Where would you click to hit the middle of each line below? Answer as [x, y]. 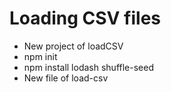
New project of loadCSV [73, 46]
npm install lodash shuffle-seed [88, 67]
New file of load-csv [66, 78]
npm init [40, 56]
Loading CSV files [85, 18]
